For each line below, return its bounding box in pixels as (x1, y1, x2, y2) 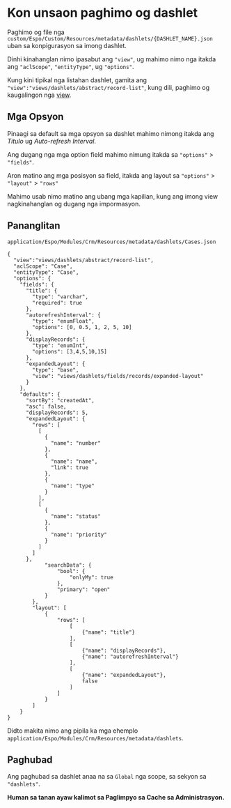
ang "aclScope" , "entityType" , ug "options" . (7, 62, 134, 70)
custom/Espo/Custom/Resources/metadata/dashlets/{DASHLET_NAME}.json (7, 35, 214, 43)
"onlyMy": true (69, 574, 113, 581)
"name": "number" (51, 439, 101, 447)
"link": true (51, 464, 89, 471)
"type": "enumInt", (32, 342, 89, 349)
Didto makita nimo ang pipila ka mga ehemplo (7, 726, 138, 735)
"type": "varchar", (32, 293, 89, 300)
